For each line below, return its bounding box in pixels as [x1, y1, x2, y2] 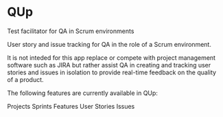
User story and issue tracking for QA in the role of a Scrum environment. [7, 40, 211, 48]
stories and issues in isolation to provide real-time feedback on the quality [7, 68, 217, 76]
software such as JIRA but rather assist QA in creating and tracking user [7, 61, 211, 69]
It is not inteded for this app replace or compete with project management [7, 53, 216, 62]
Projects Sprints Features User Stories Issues [7, 102, 135, 110]
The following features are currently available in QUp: [7, 89, 158, 97]
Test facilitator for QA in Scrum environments [7, 27, 134, 35]
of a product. [7, 75, 44, 83]
